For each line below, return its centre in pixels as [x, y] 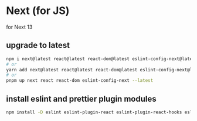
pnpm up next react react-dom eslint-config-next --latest [80, 81]
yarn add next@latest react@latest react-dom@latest [72, 70]
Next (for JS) [38, 11]
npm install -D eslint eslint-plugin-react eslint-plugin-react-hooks [94, 112]
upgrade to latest [38, 45]
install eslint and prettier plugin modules [81, 98]
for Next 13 [19, 27]
